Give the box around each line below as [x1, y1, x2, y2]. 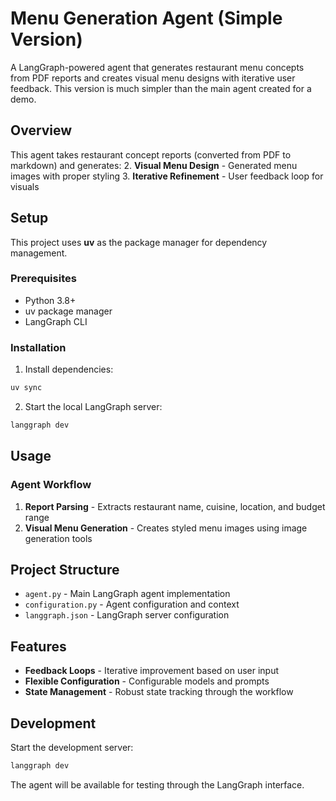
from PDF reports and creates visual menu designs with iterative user [10, 72, 296, 84]
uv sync [10, 383, 43, 393]
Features [10, 638, 67, 655]
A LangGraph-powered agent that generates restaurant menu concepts [10, 61, 305, 73]
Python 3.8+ [24, 294, 77, 306]
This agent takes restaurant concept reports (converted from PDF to [10, 148, 292, 161]
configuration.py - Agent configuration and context [24, 598, 240, 611]
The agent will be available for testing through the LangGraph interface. [10, 778, 305, 791]
